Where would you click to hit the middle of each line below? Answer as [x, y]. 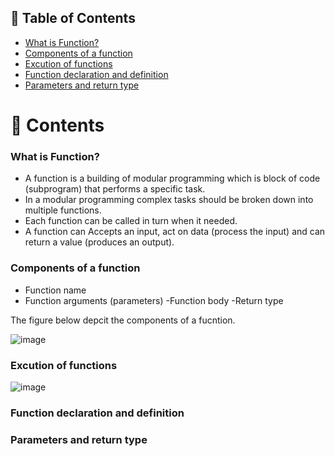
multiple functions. [63, 210]
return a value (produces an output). [99, 242]
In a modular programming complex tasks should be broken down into [169, 200]
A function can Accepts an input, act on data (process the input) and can [175, 232]
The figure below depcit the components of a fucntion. [123, 320]
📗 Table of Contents [73, 18]
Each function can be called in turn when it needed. [131, 221]
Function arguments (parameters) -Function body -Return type [154, 300]
